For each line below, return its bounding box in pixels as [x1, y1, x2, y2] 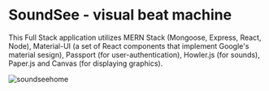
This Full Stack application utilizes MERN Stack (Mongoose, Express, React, [8, 32, 262, 42]
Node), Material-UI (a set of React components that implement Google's [8, 41, 249, 50]
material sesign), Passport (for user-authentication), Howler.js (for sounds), [8, 50, 260, 59]
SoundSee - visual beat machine [8, 6, 232, 24]
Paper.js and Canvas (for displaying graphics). [8, 58, 163, 68]
